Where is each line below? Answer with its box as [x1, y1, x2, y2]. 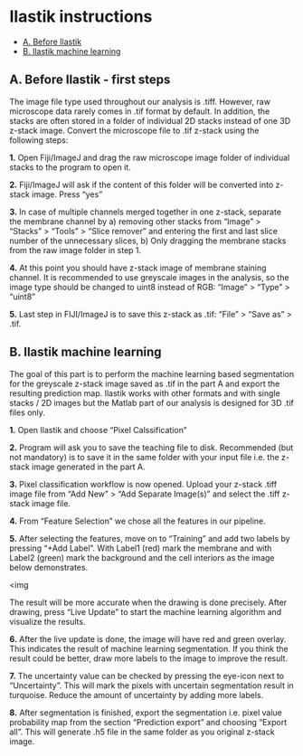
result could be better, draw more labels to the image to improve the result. [9, 653, 288, 664]
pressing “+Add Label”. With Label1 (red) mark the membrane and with [9, 543, 272, 553]
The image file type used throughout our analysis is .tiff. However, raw [9, 96, 271, 107]
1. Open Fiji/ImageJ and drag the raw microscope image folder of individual [9, 152, 290, 163]
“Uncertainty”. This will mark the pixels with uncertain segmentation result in [9, 680, 294, 691]
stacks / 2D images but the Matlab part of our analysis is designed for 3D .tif [9, 397, 294, 408]
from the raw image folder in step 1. [9, 244, 142, 255]
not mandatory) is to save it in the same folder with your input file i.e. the [9, 451, 279, 462]
